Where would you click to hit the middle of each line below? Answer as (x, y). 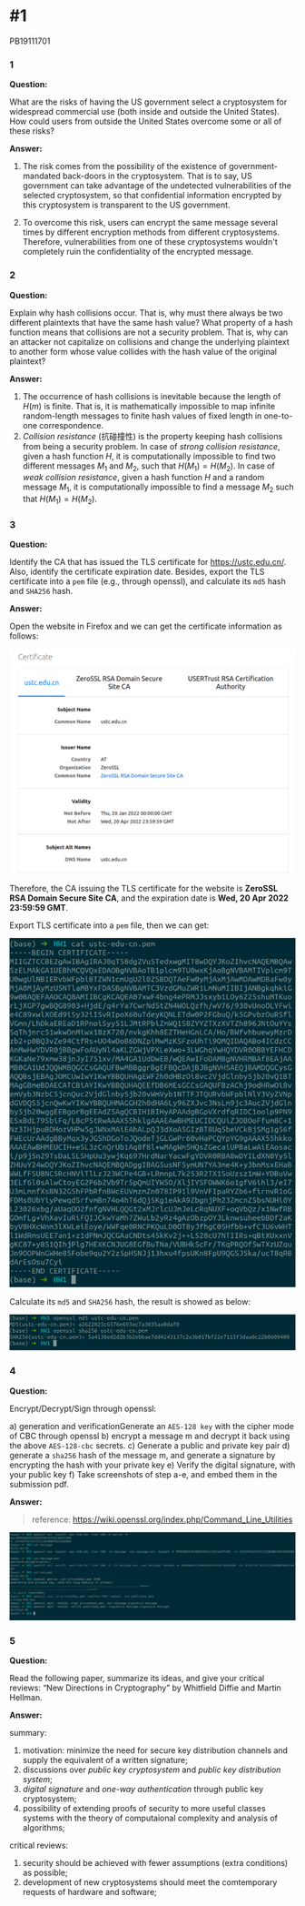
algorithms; (44, 1827)
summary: (28, 1732)
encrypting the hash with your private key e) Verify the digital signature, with (152, 1465)
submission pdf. (39, 1484)
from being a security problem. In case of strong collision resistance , (151, 446)
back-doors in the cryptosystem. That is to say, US (157, 176)
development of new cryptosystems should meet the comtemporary (150, 1882)
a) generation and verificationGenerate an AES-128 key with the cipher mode (152, 1426)
